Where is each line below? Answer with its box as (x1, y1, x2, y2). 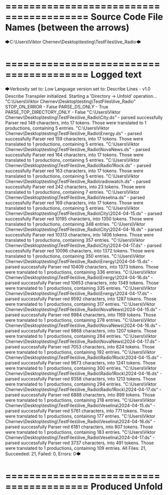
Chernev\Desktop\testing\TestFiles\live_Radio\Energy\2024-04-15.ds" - (5, 258, 153, 264)
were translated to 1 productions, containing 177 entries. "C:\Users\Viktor (5, 413, 155, 419)
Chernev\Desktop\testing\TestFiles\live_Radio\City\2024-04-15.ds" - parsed (5, 210, 162, 216)
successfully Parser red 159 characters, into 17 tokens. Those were (5, 136, 144, 142)
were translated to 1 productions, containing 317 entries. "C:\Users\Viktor (5, 301, 155, 307)
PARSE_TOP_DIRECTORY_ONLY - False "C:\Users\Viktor (5, 109, 121, 115)
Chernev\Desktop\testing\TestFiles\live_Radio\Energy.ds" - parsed (5, 130, 142, 136)
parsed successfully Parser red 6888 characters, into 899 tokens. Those (5, 392, 155, 398)
